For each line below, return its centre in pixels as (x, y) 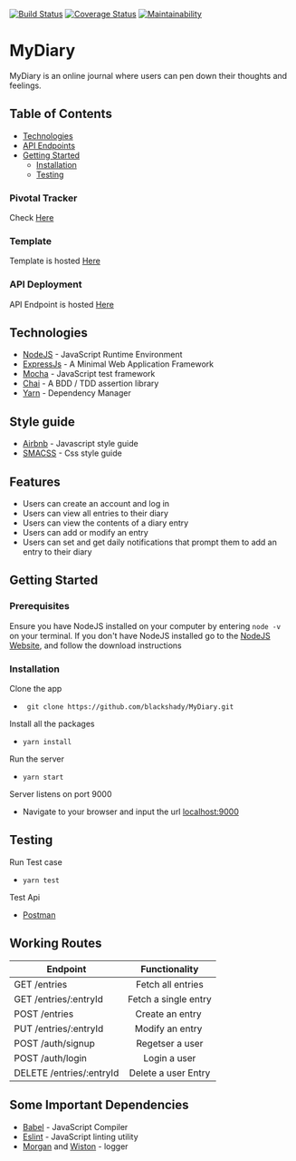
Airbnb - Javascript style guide (80, 444)
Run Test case (36, 861)
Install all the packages (52, 724)
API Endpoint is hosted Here (62, 304)
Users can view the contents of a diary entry (105, 523)
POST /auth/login (51, 1058)
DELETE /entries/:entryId (67, 1073)
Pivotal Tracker (43, 198)
